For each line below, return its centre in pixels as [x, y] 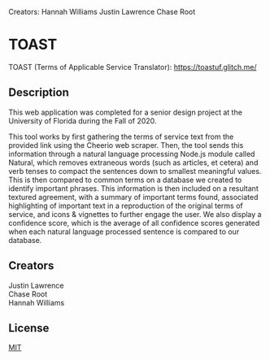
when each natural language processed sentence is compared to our [124, 232]
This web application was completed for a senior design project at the [125, 112]
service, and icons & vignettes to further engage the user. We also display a [135, 214]
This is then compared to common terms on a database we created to [125, 180]
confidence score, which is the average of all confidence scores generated [134, 223]
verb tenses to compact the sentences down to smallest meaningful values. [135, 171]
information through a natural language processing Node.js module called [132, 154]
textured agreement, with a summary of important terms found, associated [133, 197]
